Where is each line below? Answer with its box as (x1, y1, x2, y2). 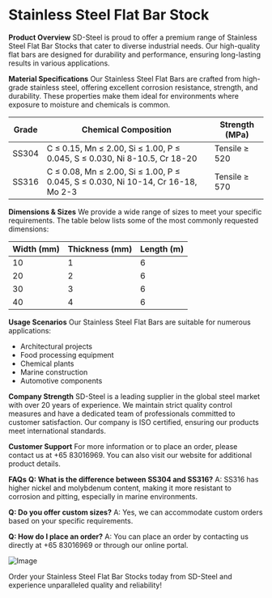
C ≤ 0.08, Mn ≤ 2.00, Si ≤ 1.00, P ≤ (46, 166, 181, 177)
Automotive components (19, 375, 103, 385)
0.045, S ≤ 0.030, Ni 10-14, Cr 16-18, (46, 176, 198, 187)
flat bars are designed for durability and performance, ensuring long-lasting (8, 49, 261, 59)
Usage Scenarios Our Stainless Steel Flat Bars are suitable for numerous (8, 317, 251, 327)
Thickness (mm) (67, 243, 133, 254)
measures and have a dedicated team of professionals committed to (8, 409, 236, 418)
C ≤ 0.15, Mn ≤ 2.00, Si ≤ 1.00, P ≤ (46, 142, 181, 154)
